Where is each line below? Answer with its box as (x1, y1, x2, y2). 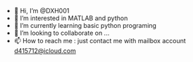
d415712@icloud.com (13, 47, 76, 55)
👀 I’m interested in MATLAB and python (13, 14, 128, 22)
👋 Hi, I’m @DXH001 (13, 7, 70, 15)
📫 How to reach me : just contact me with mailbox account (13, 37, 187, 45)
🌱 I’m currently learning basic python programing (13, 22, 157, 29)
